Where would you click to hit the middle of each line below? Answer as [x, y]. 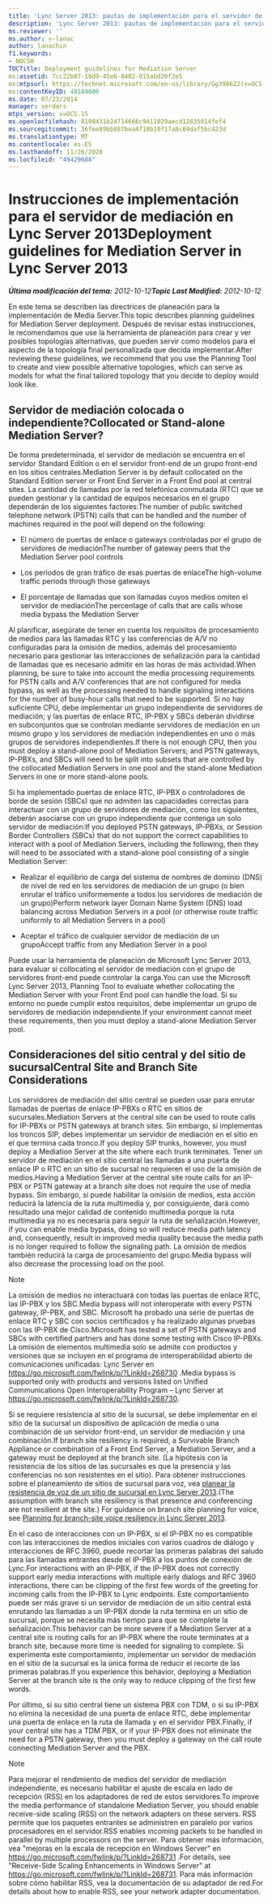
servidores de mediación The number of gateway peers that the [125, 548]
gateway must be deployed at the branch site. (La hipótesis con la [118, 1457]
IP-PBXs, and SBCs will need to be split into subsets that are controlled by [132, 759]
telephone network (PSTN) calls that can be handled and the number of [127, 515]
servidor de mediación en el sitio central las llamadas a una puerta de [124, 1160]
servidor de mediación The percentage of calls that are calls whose [131, 605]
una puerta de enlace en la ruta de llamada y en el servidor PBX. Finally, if [130, 1721]
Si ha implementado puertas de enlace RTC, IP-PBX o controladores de [127, 792]
